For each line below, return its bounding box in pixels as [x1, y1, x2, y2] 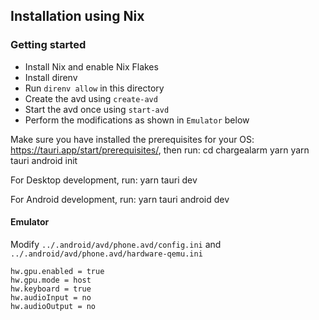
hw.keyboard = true [10, 284, 92, 294]
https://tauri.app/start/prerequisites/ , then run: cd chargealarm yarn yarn [10, 144, 310, 156]
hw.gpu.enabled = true [10, 266, 105, 276]
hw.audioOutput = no [10, 301, 97, 311]
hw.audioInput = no [10, 292, 92, 303]
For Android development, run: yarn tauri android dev [10, 193, 230, 205]
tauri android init [10, 154, 78, 166]
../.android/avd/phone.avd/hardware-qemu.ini [10, 249, 203, 259]
